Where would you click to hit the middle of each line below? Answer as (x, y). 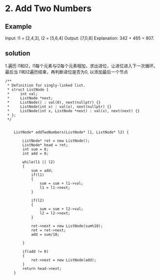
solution (18, 53)
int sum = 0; (36, 149)
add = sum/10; (45, 234)
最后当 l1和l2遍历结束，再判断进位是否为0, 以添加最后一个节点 (67, 72)
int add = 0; (36, 153)
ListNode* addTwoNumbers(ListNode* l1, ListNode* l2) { (72, 132)
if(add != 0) (36, 251)
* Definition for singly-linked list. (46, 85)
